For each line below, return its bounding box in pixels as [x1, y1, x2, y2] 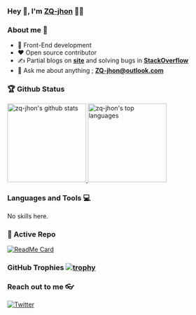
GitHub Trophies [7, 262, 64, 272]
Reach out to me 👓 [7, 281, 74, 291]
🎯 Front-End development [17, 41, 92, 50]
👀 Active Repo [7, 229, 56, 239]
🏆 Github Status [7, 84, 65, 94]
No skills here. [7, 211, 49, 220]
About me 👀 [7, 24, 48, 34]
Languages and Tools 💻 [7, 193, 91, 203]
